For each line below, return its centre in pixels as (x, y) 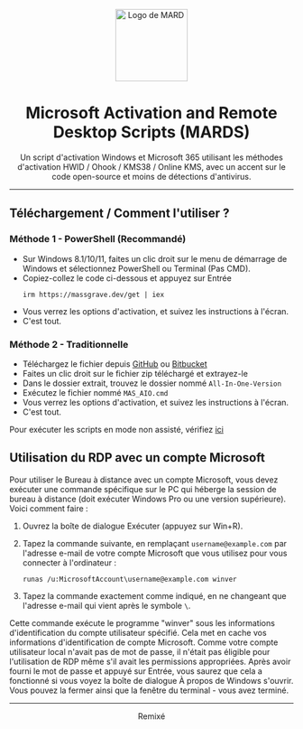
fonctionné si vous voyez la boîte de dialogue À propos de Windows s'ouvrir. (151, 680)
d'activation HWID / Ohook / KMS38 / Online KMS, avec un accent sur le (151, 166)
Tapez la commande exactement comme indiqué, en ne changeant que (154, 595)
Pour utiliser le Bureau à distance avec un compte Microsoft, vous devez (144, 480)
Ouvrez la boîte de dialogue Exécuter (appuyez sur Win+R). (133, 526)
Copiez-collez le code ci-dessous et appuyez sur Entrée (127, 278)
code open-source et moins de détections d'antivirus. (151, 176)
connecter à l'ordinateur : (69, 562)
